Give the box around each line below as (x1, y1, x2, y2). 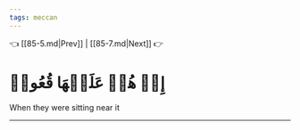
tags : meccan (9, 12, 58, 22)
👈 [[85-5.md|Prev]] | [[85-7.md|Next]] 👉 (9, 37, 163, 49)
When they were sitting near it (9, 102, 121, 112)
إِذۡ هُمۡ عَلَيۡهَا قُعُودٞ (9, 72, 165, 93)
